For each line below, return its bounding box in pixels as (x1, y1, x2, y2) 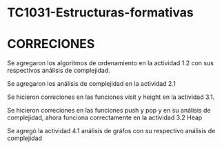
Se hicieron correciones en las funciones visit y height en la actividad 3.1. (7, 93, 215, 101)
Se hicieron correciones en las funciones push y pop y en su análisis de (7, 106, 211, 115)
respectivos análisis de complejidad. (7, 67, 110, 75)
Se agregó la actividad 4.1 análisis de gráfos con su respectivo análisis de (7, 127, 216, 135)
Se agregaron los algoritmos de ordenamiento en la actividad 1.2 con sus (7, 59, 214, 67)
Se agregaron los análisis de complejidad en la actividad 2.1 (7, 80, 176, 88)
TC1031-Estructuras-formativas (7, 5, 194, 21)
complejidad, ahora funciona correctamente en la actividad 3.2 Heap (7, 113, 203, 122)
